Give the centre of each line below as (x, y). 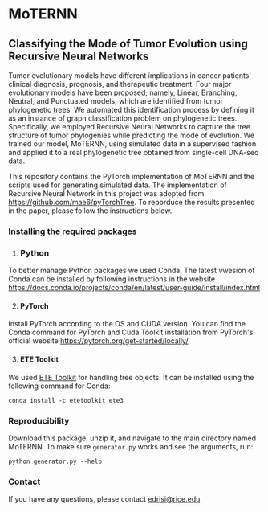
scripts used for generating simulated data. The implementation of (118, 185)
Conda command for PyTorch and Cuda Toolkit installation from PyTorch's (131, 332)
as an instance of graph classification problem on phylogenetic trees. (123, 118)
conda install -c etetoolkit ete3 (66, 400)
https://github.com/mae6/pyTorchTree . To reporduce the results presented (132, 202)
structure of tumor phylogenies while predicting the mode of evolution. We (132, 135)
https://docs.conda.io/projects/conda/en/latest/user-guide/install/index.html (134, 288)
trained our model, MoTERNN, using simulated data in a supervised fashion (132, 144)
